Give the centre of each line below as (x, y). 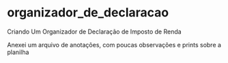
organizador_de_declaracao (88, 13)
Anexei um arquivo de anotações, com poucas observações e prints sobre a (114, 45)
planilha (18, 52)
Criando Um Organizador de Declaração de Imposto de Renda (95, 32)
